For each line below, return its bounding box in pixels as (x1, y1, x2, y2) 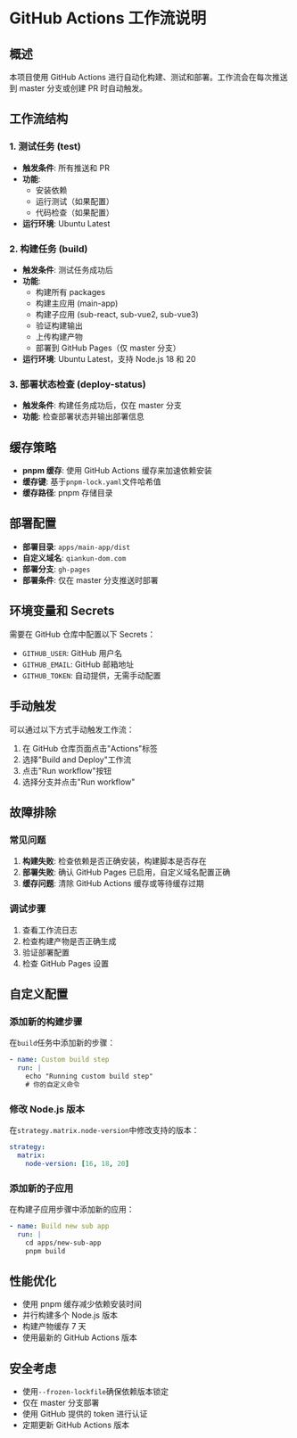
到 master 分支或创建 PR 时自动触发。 (9, 83, 148, 94)
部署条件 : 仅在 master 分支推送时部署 (21, 574, 159, 585)
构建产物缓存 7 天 (21, 1321, 87, 1332)
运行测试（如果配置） (35, 195, 114, 206)
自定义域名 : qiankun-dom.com (21, 552, 127, 563)
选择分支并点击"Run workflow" (21, 777, 136, 787)
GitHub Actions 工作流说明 (9, 8, 207, 29)
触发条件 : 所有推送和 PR (21, 162, 110, 173)
